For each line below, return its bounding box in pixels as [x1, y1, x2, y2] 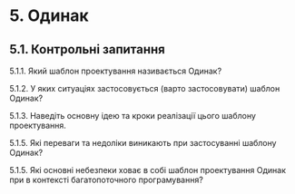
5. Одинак [9, 5, 89, 26]
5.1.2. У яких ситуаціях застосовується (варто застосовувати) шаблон [9, 83, 280, 93]
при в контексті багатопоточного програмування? [9, 174, 204, 185]
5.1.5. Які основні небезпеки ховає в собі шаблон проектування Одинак [9, 165, 286, 175]
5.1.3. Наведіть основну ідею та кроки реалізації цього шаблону [9, 111, 257, 121]
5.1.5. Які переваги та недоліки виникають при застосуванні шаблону [9, 138, 277, 148]
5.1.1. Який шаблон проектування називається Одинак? [9, 65, 222, 76]
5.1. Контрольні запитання [9, 42, 165, 57]
